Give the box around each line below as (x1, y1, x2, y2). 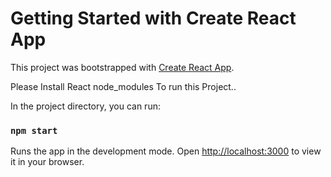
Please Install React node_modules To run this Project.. (10, 80, 237, 92)
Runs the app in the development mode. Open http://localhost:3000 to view (10, 145, 322, 157)
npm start (10, 125, 58, 136)
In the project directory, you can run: (10, 100, 161, 112)
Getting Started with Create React (10, 7, 297, 30)
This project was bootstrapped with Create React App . (10, 61, 235, 73)
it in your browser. (10, 156, 85, 168)
